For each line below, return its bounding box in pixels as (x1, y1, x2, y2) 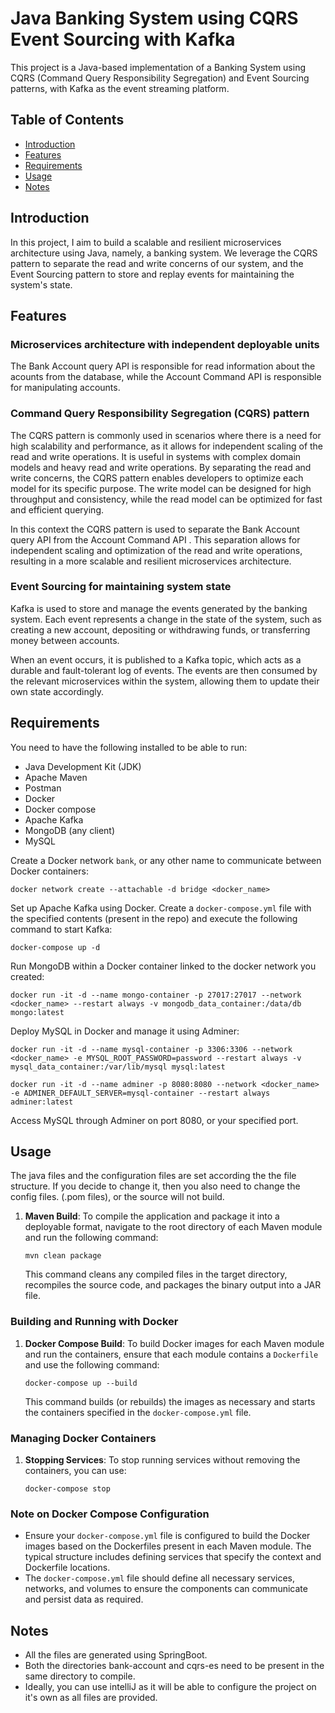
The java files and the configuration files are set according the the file (10, 1170, 297, 1182)
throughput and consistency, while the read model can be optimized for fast (10, 493, 323, 505)
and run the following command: (24, 1232, 159, 1244)
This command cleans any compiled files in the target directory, (24, 1268, 288, 1281)
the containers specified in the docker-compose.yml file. (24, 1406, 252, 1418)
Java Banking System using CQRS (10, 7, 299, 30)
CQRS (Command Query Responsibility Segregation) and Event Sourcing (10, 72, 310, 84)
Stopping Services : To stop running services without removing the (24, 1454, 301, 1466)
